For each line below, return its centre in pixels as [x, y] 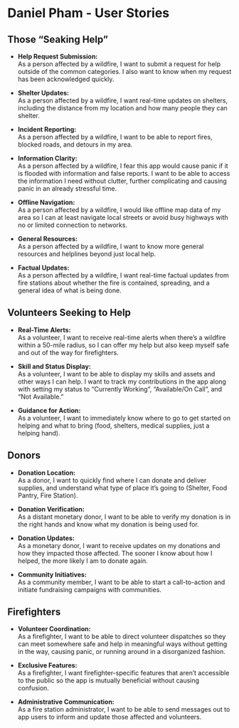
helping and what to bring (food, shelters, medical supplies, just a [113, 426]
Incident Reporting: [47, 129]
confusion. [33, 688]
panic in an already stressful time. [67, 189]
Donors [24, 456]
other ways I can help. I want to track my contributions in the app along [122, 381]
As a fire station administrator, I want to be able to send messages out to [124, 709]
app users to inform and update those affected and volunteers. [110, 717]
